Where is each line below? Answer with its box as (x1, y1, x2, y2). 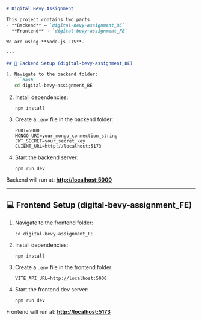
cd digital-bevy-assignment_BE (14, 82, 93, 89)
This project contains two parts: (6, 16, 93, 22)
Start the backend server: (14, 154, 79, 161)
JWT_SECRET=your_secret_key (14, 138, 85, 144)
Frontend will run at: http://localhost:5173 (6, 308, 111, 315)
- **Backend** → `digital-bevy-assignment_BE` (6, 22, 125, 28)
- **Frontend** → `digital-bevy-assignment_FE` (6, 28, 128, 34)
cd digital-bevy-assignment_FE (14, 230, 94, 237)
